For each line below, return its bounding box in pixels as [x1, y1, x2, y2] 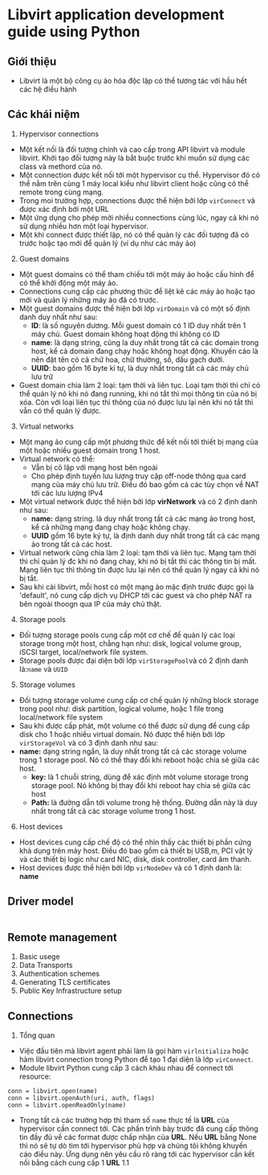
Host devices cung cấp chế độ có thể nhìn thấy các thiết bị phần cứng [18, 837, 252, 847]
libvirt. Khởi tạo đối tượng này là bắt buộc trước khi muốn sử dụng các [18, 152, 250, 162]
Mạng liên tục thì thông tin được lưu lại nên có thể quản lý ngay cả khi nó [18, 564, 260, 575]
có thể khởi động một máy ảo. [18, 278, 118, 287]
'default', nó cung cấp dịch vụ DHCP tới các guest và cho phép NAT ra [18, 590, 252, 600]
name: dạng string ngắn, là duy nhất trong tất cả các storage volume [18, 746, 247, 756]
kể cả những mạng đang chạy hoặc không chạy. [30, 522, 190, 531]
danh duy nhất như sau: [18, 311, 98, 322]
